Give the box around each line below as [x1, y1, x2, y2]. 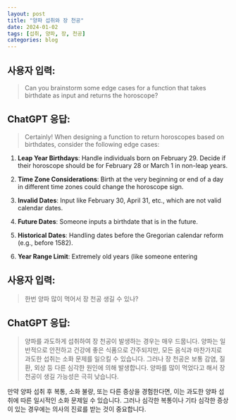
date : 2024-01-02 [7, 23, 58, 30]
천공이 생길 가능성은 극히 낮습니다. [24, 372, 119, 381]
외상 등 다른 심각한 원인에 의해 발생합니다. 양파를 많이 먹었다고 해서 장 [34, 364, 225, 372]
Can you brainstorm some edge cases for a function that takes [24, 83, 206, 92]
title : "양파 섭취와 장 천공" [7, 17, 85, 24]
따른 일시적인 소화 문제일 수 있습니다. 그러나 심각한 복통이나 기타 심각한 [20, 396, 216, 404]
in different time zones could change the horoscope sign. [17, 182, 184, 191]
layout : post [7, 10, 46, 18]
